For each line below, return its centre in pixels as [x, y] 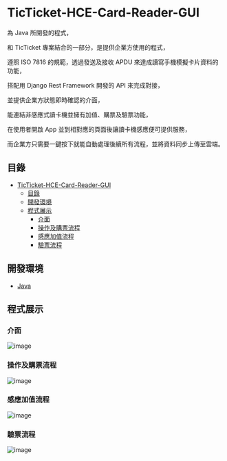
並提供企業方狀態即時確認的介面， [55, 100]
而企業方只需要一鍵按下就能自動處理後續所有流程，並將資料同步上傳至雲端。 [116, 144]
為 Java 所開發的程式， [40, 32]
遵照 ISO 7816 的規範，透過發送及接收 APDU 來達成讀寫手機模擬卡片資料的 [113, 62]
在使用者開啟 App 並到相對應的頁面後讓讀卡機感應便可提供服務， [99, 129]
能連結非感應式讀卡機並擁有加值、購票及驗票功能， [79, 115]
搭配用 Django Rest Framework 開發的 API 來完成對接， [85, 85]
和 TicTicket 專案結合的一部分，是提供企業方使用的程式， [88, 47]
